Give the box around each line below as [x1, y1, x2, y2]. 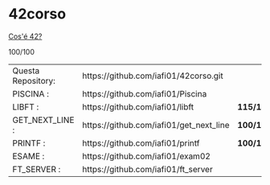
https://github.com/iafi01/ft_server [82, 163, 213, 175]
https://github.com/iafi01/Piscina [82, 88, 207, 99]
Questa [12, 65, 40, 76]
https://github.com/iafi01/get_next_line [82, 119, 230, 130]
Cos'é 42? [8, 31, 43, 41]
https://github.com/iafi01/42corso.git [82, 70, 223, 81]
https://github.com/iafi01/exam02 [82, 150, 211, 162]
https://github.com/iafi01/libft [82, 101, 194, 113]
